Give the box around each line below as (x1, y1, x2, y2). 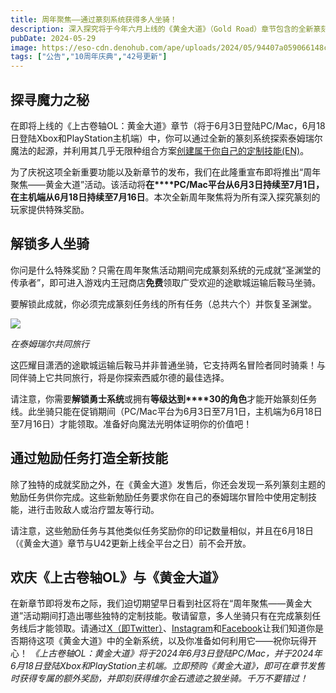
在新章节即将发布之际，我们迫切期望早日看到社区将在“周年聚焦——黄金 (10, 597, 304, 610)
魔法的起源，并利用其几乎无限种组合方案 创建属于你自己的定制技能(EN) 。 (10, 144, 310, 156)
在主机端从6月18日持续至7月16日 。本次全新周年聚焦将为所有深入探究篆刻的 (10, 191, 321, 203)
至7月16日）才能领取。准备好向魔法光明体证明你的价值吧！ (10, 417, 253, 430)
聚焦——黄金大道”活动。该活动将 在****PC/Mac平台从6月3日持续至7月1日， (10, 178, 325, 190)
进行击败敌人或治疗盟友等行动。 (27, 503, 160, 515)
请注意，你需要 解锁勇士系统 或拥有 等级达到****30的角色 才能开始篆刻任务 (10, 392, 318, 405)
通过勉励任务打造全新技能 (10, 450, 168, 467)
